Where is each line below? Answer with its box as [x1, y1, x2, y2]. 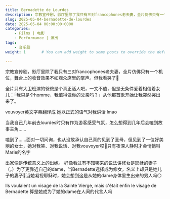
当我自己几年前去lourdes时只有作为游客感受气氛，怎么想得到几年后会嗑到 [5, 119, 158, 125]
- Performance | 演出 [14, 36, 58, 41]
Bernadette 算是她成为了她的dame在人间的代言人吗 [5, 188, 112, 194]
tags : [5, 40, 17, 45]
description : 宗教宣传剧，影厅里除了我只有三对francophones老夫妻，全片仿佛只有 [5, 12, 160, 17]
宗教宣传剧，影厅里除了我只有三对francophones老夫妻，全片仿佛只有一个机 [5, 69, 163, 75]
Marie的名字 [5, 149, 31, 155]
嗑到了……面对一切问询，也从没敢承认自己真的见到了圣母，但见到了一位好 [5, 137, 159, 143]
